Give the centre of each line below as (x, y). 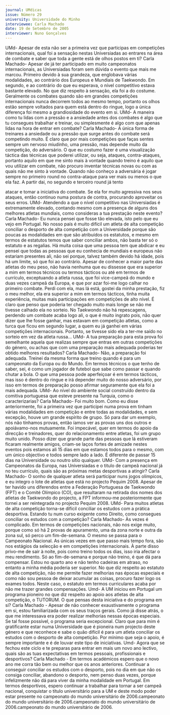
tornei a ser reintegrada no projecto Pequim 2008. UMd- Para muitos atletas (85, 503)
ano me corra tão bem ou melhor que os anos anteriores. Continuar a (77, 664)
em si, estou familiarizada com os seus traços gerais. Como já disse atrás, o (84, 610)
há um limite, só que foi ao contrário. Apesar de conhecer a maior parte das (84, 261)
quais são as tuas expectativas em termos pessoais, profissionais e (75, 653)
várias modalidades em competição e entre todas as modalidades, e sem (81, 412)
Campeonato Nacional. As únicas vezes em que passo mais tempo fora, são (84, 541)
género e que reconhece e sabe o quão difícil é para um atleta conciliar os (83, 632)
